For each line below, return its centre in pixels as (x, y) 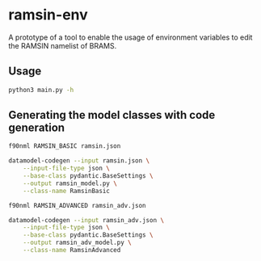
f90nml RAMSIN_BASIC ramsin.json (65, 146)
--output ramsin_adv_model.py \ (77, 243)
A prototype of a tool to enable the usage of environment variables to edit (130, 37)
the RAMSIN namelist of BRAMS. (63, 45)
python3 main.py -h (41, 90)
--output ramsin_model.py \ (70, 183)
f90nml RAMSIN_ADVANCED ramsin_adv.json (78, 205)
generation (37, 128)
